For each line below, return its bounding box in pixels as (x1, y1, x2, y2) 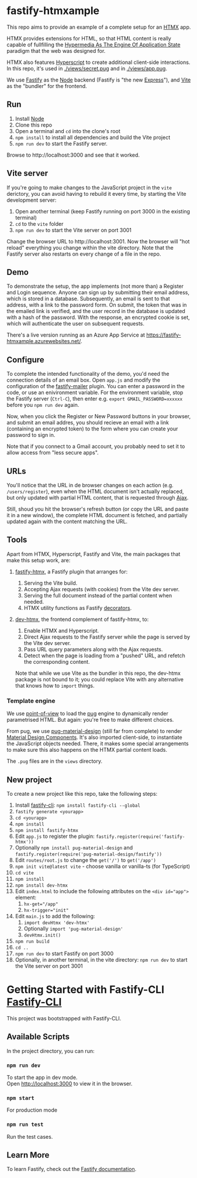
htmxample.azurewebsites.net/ (6, 338, 81, 345)
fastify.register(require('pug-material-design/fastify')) (15, 851, 163, 857)
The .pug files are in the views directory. (6, 758, 103, 765)
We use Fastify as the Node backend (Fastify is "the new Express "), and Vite (6, 76, 191, 83)
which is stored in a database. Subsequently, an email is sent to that (6, 295, 170, 303)
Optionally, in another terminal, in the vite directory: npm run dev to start (15, 956, 188, 963)
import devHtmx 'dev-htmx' (23, 919, 90, 926)
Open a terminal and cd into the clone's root (15, 127, 120, 134)
